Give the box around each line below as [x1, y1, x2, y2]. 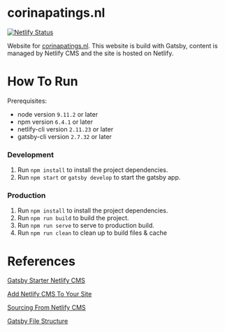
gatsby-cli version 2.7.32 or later [17, 132, 112, 140]
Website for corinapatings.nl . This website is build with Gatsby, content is [7, 41, 218, 50]
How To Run [7, 73, 78, 89]
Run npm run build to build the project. [17, 214, 129, 222]
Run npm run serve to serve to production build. [17, 222, 155, 230]
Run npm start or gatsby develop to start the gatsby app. [17, 173, 181, 182]
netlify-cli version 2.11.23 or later [17, 124, 114, 133]
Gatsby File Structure [7, 317, 68, 326]
